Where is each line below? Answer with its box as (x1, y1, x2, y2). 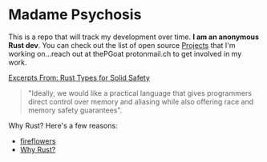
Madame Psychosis (8, 6, 142, 24)
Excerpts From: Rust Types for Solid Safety (8, 73, 151, 82)
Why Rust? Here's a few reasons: (8, 121, 118, 130)
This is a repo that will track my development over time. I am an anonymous (8, 32, 259, 41)
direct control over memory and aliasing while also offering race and (27, 97, 254, 106)
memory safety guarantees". (27, 105, 123, 115)
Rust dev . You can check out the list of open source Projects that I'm (8, 40, 236, 49)
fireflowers (19, 136, 56, 145)
